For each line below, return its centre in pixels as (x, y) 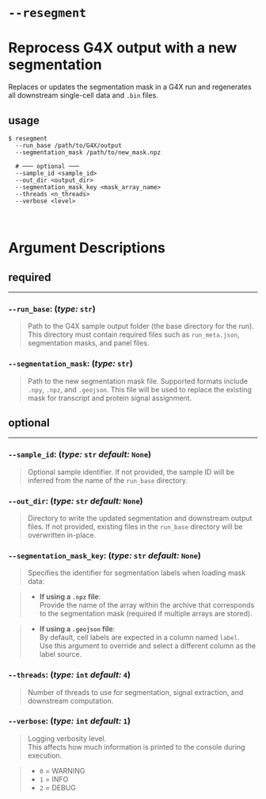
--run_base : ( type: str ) (52, 309)
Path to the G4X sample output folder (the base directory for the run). (141, 326)
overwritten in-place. (62, 535)
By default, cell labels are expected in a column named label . (139, 638)
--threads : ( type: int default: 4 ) (69, 675)
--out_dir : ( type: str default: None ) (76, 500)
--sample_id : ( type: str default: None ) (80, 454)
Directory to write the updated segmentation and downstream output (140, 518)
